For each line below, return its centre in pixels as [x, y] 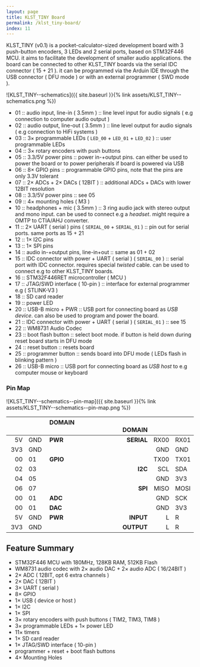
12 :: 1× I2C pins [34, 240]
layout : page [22, 12]
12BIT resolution [35, 189]
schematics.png [26, 101]
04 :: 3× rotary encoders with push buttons [68, 151]
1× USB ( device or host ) [45, 601]
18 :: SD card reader [39, 297]
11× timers [27, 632]
